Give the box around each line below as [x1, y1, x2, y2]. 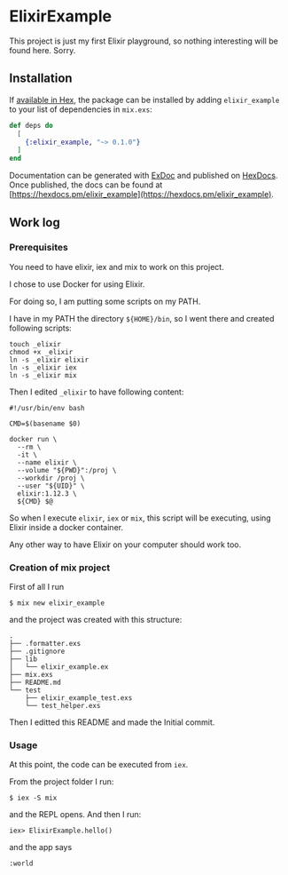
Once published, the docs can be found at [9, 179, 163, 190]
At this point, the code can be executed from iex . [9, 760, 189, 770]
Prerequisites [9, 242, 68, 254]
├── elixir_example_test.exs [25, 694, 133, 703]
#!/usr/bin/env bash [9, 403, 86, 412]
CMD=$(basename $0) [9, 419, 82, 428]
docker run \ [9, 434, 58, 443]
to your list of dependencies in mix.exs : [9, 104, 152, 115]
